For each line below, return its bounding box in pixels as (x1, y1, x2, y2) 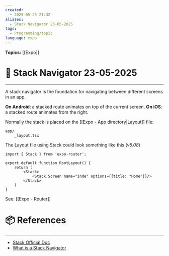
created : (5, 7, 24, 13)
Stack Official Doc (12, 239, 50, 245)
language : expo (5, 36, 37, 41)
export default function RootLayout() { (5, 160, 92, 166)
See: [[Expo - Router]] (5, 195, 51, 202)
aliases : (5, 17, 24, 22)
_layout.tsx (14, 133, 39, 138)
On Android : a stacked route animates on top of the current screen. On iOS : (5, 104, 162, 110)
